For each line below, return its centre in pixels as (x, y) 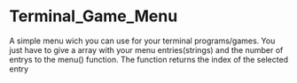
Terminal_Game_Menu (94, 16)
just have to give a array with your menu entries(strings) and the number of (146, 49)
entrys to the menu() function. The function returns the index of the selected (149, 59)
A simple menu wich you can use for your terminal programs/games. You (142, 41)
